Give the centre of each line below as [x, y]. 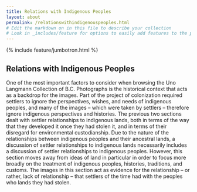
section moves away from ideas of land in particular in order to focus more [96, 157]
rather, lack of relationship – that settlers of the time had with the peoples [94, 176]
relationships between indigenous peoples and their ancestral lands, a [91, 139]
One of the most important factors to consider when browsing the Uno [91, 82]
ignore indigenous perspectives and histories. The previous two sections [94, 114]
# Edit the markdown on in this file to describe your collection [89, 28]
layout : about [23, 17]
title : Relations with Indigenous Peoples [59, 11]
